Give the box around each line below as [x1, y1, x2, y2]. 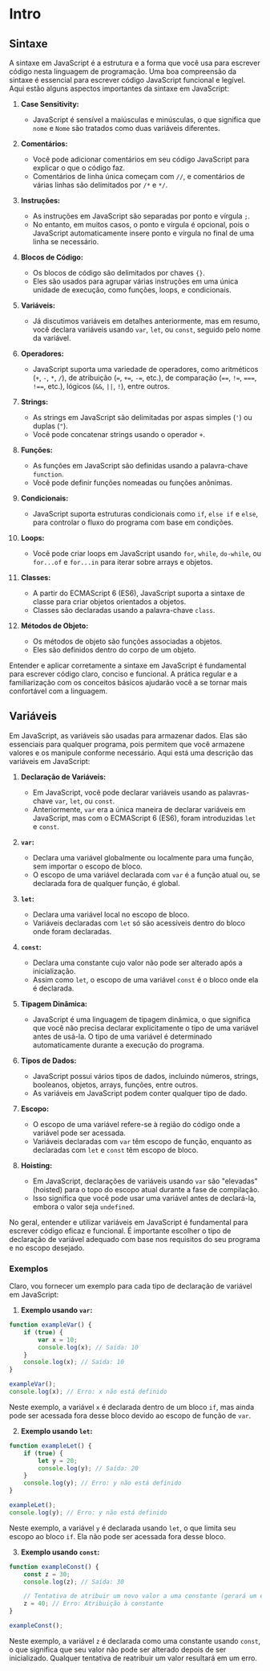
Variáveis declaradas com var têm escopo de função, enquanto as [32, 1136, 252, 1146]
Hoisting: [20, 1160, 53, 1170]
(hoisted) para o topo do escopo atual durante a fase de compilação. [32, 1184, 260, 1194]
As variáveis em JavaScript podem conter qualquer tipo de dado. [32, 1088, 248, 1097]
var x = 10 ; [38, 1335, 79, 1344]
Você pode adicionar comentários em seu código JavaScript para [32, 154, 250, 164]
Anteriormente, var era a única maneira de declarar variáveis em [32, 804, 246, 814]
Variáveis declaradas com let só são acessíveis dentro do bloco [32, 917, 245, 928]
